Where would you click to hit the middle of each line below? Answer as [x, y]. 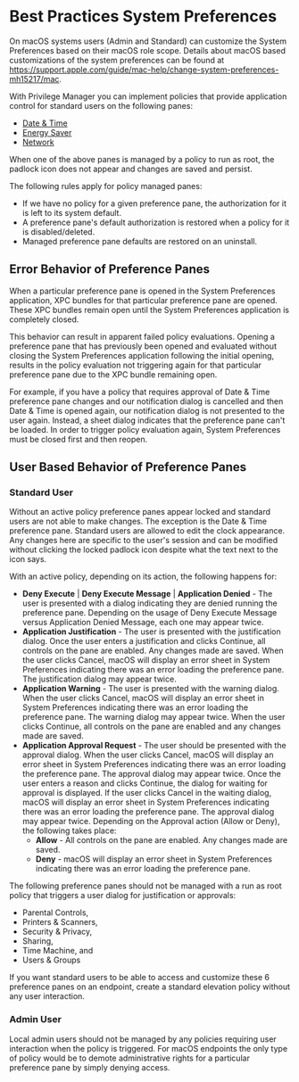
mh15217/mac [34, 78]
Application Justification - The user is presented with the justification [151, 632]
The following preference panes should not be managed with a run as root [146, 886]
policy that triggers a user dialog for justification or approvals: [123, 896]
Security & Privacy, [57, 932]
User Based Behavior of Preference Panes [128, 467]
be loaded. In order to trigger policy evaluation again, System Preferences [145, 429]
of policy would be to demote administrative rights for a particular [129, 1058]
